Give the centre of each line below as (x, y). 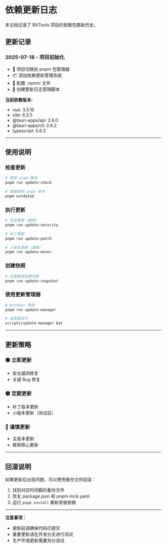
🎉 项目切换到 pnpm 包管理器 (41, 69)
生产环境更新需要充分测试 (38, 541)
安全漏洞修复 (25, 373)
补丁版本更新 (25, 407)
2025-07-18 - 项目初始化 (35, 57)
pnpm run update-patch (28, 238)
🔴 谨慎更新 (18, 427)
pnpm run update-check (28, 183)
